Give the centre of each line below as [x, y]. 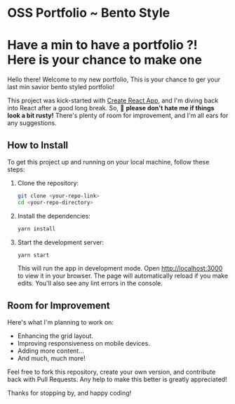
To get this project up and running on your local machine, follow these [108, 162]
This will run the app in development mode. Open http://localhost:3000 [120, 268]
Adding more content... [51, 351]
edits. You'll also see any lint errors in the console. [90, 283]
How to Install [38, 145]
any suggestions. [32, 123]
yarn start [33, 255]
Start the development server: [61, 242]
